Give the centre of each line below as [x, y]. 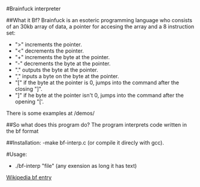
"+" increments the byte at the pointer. [62, 57]
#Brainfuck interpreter [34, 9]
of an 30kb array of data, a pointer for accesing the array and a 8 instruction [100, 27]
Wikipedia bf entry [29, 177]
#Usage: [17, 154]
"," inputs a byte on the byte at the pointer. [67, 76]
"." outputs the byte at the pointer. [57, 70]
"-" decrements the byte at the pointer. [63, 63]
